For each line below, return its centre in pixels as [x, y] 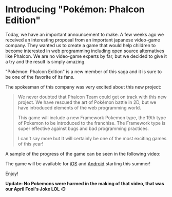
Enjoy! [12, 173]
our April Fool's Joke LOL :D [35, 189]
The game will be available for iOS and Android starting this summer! [78, 163]
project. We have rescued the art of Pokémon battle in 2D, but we [87, 102]
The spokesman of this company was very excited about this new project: [83, 87]
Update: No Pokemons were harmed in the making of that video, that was [85, 183]
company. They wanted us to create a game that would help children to [81, 45]
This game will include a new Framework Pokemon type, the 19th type [92, 117]
